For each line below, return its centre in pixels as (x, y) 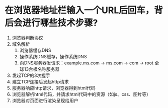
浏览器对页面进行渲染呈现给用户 (45, 100)
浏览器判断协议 (27, 38)
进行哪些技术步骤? (60, 23)
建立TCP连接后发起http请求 (40, 81)
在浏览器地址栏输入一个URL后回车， (79, 10)
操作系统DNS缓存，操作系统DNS (53, 56)
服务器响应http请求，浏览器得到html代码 (54, 88)
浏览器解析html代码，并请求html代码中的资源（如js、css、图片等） (81, 94)
